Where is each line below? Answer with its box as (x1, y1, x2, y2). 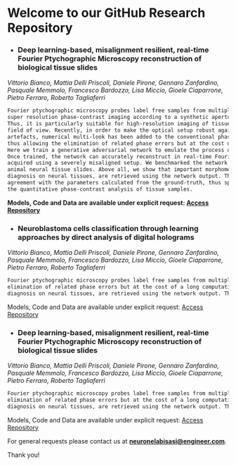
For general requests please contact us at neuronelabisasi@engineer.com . (7, 436, 227, 445)
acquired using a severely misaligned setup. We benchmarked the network (7, 160, 228, 167)
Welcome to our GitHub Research (7, 5, 206, 21)
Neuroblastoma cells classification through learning (17, 223, 199, 233)
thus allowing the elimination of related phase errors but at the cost (7, 139, 225, 147)
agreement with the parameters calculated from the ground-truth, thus (7, 180, 221, 187)
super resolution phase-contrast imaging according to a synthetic (7, 114, 209, 121)
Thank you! (7, 451, 40, 459)
